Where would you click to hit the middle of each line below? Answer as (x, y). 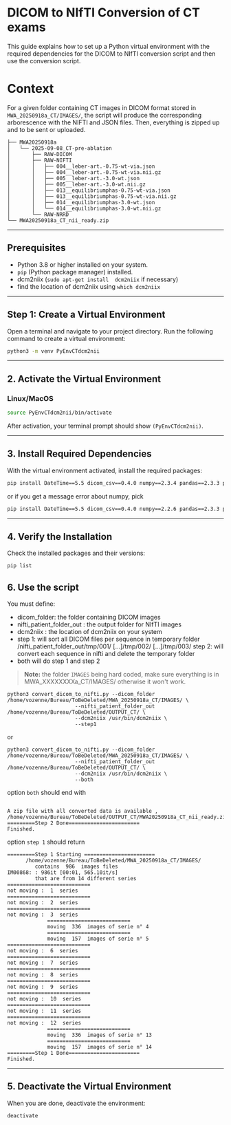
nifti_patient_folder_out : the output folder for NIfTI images (99, 624)
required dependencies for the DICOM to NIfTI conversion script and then (111, 54)
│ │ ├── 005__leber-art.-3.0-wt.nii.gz (77, 184)
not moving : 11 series (44, 1011)
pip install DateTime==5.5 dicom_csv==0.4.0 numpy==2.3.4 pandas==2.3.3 (113, 483)
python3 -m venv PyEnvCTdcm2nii (53, 351)
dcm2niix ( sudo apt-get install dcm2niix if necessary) (98, 279)
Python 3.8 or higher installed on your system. (82, 264)
